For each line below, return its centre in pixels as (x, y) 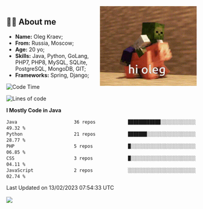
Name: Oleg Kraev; (39, 36)
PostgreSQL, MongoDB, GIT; (50, 68)
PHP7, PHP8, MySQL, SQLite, (51, 62)
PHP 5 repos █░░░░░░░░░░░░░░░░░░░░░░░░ (101, 146)
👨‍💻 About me (31, 22)
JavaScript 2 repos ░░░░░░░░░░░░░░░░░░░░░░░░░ (101, 170)
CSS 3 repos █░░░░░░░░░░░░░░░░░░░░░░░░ (101, 158)
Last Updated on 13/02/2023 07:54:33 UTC (60, 187)
